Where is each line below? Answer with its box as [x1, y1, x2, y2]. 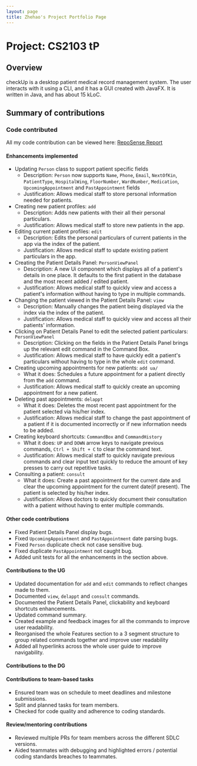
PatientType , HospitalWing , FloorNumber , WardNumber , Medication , [23, 178, 179, 185]
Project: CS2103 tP [6, 39, 100, 53]
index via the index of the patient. [23, 309, 105, 317]
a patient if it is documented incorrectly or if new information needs [23, 421, 187, 428]
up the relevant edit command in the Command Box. [23, 345, 150, 353]
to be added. [23, 427, 55, 434]
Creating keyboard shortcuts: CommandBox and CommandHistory [14, 433, 163, 440]
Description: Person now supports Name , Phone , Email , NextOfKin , [23, 172, 178, 179]
